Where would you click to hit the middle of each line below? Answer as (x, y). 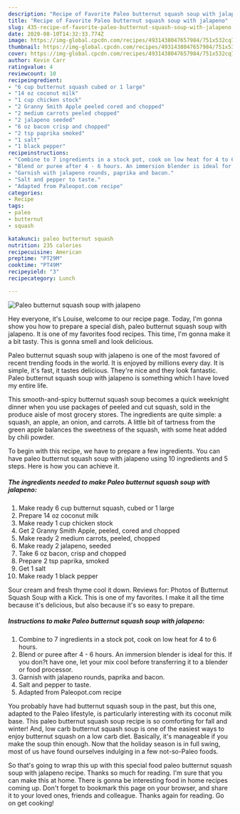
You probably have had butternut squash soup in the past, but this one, (112, 706)
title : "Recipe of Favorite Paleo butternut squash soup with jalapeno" (118, 21)
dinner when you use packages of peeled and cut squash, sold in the (109, 407)
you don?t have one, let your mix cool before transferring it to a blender (123, 662)
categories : (26, 193)
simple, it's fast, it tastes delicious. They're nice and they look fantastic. (113, 370)
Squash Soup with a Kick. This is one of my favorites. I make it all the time (116, 597)
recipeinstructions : (39, 153)
